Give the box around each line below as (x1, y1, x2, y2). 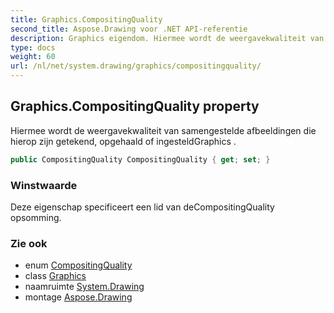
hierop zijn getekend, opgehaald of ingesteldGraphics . (10, 135, 237, 147)
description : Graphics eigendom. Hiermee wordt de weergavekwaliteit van (10, 33, 325, 43)
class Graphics (24, 270, 87, 282)
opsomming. (10, 211, 62, 223)
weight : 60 (10, 52, 56, 62)
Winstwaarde (10, 178, 78, 192)
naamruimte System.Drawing (24, 281, 145, 293)
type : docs (10, 42, 56, 53)
